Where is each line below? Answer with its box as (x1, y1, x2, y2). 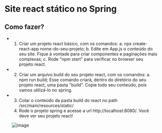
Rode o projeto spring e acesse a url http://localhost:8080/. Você (18, 108, 149, 114)
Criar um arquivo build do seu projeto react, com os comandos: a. (18, 72, 151, 77)
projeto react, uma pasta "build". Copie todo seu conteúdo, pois (18, 82, 147, 88)
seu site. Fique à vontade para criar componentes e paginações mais (18, 51, 158, 57)
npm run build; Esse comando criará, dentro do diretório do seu (18, 77, 146, 83)
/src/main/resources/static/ (18, 103, 74, 108)
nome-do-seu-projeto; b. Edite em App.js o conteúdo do (40, 46, 153, 51)
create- (132, 41, 148, 47)
